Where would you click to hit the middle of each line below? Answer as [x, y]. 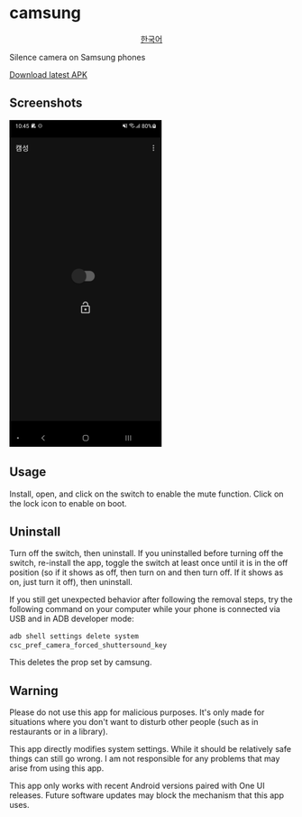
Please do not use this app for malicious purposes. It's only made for [137, 712]
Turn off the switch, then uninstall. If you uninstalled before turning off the [146, 553]
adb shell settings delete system [74, 636]
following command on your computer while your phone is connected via [145, 609]
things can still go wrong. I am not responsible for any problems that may [145, 759]
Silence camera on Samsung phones [78, 57]
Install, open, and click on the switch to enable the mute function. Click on [146, 494]
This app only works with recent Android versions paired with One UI [137, 786]
